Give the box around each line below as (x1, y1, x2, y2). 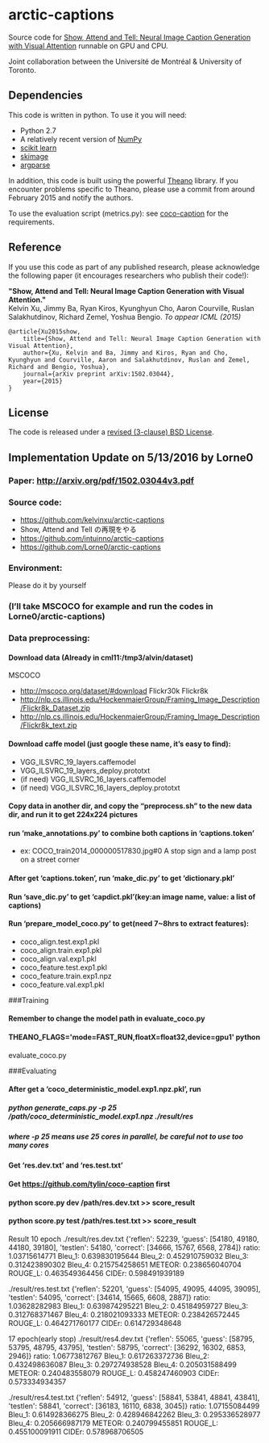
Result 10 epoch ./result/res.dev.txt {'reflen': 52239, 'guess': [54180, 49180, (8, 1234, 259, 1244)
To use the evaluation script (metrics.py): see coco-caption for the (8, 208, 229, 218)
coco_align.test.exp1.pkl (19, 937, 100, 946)
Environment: (8, 562, 63, 573)
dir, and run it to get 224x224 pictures (8, 810, 139, 820)
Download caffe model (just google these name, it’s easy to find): (8, 739, 231, 749)
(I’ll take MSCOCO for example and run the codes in (8, 601, 213, 612)
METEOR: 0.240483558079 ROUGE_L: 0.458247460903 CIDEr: (8, 1368, 220, 1378)
